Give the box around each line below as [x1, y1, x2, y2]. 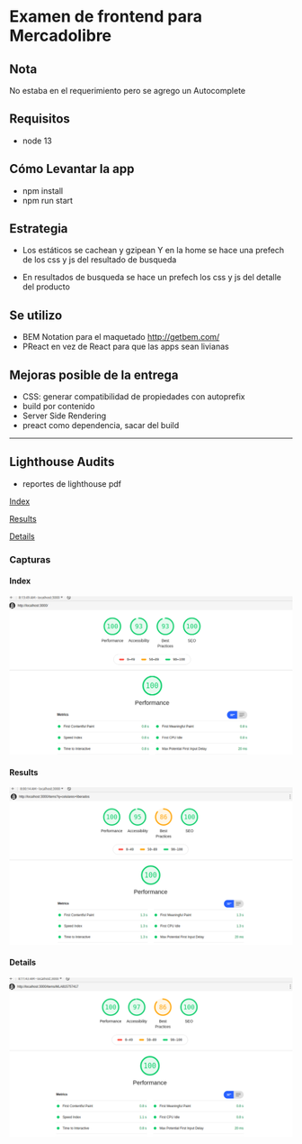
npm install [22, 185, 64, 196]
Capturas [9, 553, 51, 565]
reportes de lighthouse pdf [22, 478, 122, 489]
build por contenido [22, 401, 96, 412]
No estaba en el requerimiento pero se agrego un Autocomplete [9, 86, 245, 96]
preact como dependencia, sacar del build [22, 420, 180, 431]
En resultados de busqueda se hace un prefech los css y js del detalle [22, 272, 281, 283]
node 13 [22, 135, 52, 146]
